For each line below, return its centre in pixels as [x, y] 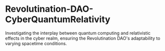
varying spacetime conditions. [36, 43]
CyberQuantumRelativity [58, 19]
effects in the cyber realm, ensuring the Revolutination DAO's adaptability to [83, 38]
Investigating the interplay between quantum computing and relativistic [78, 33]
